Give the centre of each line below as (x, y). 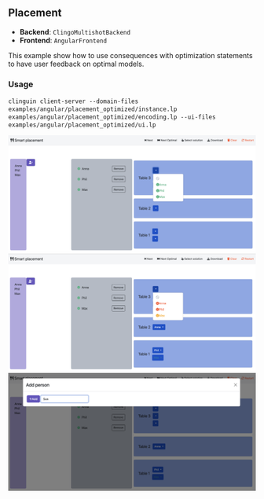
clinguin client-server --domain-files (73, 101)
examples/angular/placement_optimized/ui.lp (82, 125)
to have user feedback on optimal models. (76, 64)
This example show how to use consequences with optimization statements (130, 55)
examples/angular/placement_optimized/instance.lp (93, 109)
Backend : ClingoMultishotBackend (75, 31)
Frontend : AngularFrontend (63, 40)
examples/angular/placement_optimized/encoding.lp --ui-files (112, 117)
